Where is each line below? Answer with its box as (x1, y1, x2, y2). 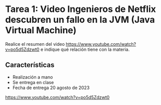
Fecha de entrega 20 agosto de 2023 (12, 85, 90, 91)
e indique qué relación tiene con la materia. (40, 46, 130, 52)
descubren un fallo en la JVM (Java (5, 14, 155, 25)
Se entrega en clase (12, 79, 54, 85)
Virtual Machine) (5, 25, 77, 36)
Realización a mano (12, 74, 53, 80)
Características (5, 61, 55, 69)
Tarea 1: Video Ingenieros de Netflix (5, 3, 156, 15)
